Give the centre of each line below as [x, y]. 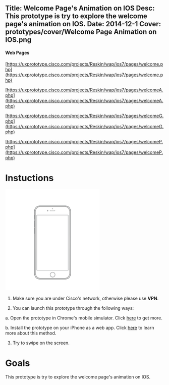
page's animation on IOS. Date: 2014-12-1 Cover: [83, 24]
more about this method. [31, 333]
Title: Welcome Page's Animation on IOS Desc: [80, 8]
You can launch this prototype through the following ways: [73, 308]
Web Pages [17, 52]
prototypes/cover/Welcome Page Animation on [81, 32]
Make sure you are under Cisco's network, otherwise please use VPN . [86, 298]
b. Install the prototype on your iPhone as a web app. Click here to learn [80, 327]
